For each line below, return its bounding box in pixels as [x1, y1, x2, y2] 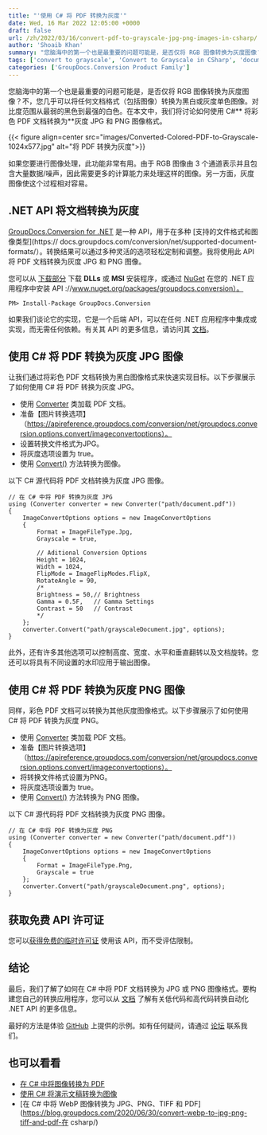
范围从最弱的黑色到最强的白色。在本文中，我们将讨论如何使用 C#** [21, 106, 243, 115]
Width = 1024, [37, 563, 83, 571]
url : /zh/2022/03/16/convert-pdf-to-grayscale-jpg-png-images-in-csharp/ [8, 33, 258, 42]
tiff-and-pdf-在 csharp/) [19, 1117, 99, 1127]
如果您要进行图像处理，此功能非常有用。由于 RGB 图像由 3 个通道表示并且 [8, 159, 251, 168]
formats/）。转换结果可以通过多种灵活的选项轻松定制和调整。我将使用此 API [8, 246, 254, 256]
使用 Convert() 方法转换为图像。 [19, 459, 126, 468]
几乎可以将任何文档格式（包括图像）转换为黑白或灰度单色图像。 [42, 96, 252, 106]
